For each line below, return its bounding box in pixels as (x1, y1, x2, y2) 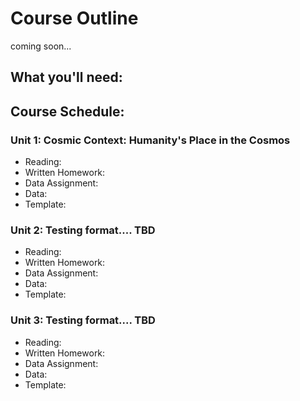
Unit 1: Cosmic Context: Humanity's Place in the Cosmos (10, 133, 291, 147)
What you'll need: (10, 69, 123, 86)
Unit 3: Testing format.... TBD (10, 313, 156, 327)
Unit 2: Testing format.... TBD (10, 223, 156, 237)
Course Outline (10, 7, 139, 30)
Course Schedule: (10, 103, 125, 120)
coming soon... (10, 40, 72, 52)
